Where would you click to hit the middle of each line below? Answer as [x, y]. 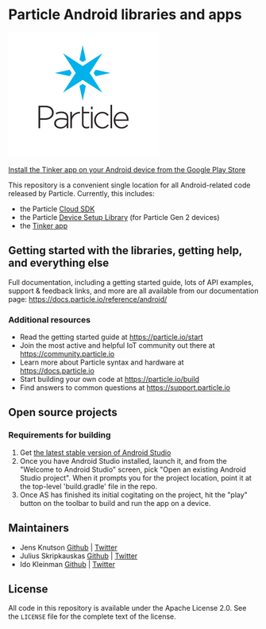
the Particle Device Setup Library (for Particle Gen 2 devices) [120, 217]
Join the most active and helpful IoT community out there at [118, 345]
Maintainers [39, 529]
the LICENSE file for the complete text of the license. [92, 616]
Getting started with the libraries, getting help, [125, 251]
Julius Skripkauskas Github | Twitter [79, 556]
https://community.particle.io [67, 354]
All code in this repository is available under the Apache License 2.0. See [127, 608]
